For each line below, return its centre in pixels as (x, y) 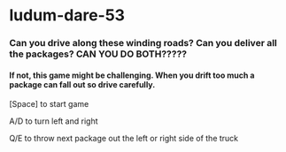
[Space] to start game (49, 104)
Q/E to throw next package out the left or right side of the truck (124, 139)
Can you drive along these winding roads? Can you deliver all (143, 43)
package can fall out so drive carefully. (82, 84)
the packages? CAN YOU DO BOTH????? (98, 54)
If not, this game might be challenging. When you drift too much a (132, 75)
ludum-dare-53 (67, 15)
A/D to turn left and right (54, 121)
